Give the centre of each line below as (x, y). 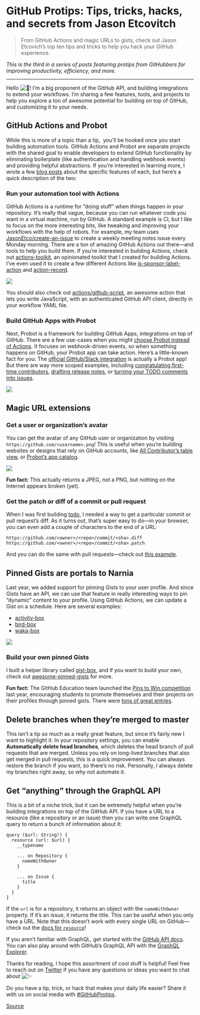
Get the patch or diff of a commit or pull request (76, 501)
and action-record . (46, 270)
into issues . (20, 378)
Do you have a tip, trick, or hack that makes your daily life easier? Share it (96, 988)
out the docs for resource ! (54, 928)
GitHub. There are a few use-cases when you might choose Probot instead (98, 340)
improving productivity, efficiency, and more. (61, 70)
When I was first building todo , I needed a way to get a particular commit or (99, 515)
